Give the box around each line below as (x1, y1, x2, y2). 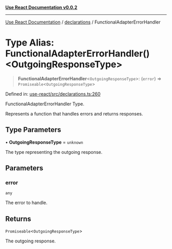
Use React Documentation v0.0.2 (5, 5, 78, 10)
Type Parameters (5, 125, 61, 134)
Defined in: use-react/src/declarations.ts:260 (5, 90, 101, 97)
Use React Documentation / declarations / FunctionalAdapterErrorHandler (5, 19, 161, 25)
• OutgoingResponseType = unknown (5, 139, 83, 145)
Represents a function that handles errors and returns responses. (5, 110, 143, 117)
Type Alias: (5, 37, 55, 49)
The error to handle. (5, 199, 48, 206)
